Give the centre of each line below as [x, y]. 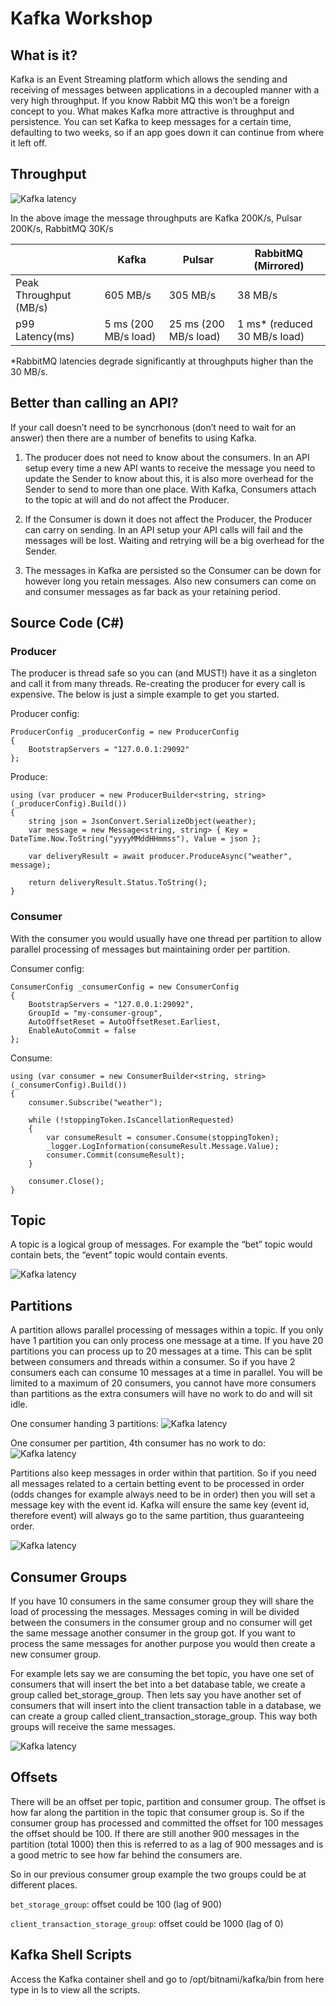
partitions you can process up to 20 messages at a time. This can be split [161, 1351]
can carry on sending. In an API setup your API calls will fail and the [163, 529]
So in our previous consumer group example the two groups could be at [158, 1874]
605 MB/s [128, 295]
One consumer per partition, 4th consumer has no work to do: [138, 1443]
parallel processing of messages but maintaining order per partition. [150, 949]
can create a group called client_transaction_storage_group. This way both [164, 1716]
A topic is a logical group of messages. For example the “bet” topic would [161, 1244]
